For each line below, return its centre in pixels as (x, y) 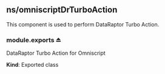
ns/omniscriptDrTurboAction (62, 10)
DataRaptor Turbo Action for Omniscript (56, 53)
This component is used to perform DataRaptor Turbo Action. (83, 24)
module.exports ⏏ (34, 40)
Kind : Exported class (32, 65)
